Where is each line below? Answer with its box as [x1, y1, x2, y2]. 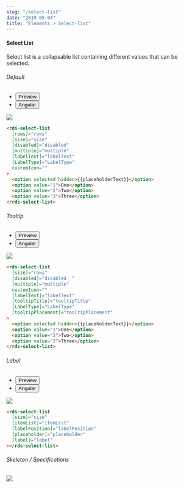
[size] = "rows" [12, 270, 48, 276]
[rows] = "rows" [12, 131, 48, 137]
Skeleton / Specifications [6, 456, 69, 464]
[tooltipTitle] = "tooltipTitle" [12, 298, 91, 305]
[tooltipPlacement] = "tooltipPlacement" [12, 309, 113, 316]
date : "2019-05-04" [6, 15, 56, 21]
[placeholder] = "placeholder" [12, 432, 86, 438]
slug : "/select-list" [6, 9, 62, 15]
